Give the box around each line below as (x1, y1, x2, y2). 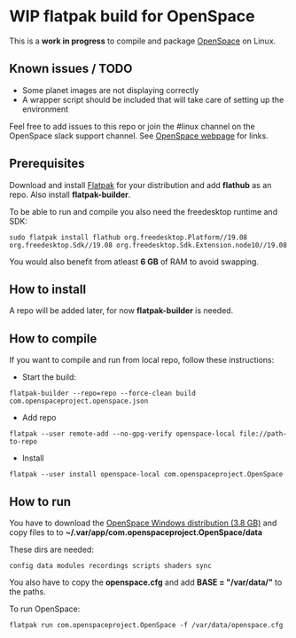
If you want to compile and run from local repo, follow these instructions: (9, 355, 275, 366)
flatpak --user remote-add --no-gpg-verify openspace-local (9, 429, 237, 438)
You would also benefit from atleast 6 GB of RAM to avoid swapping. (9, 256, 260, 267)
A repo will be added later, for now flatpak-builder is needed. (9, 305, 234, 316)
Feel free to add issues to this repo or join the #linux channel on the (9, 121, 255, 131)
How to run (9, 494, 72, 509)
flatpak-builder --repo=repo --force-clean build (9, 389, 197, 398)
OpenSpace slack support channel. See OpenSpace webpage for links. (9, 130, 269, 141)
